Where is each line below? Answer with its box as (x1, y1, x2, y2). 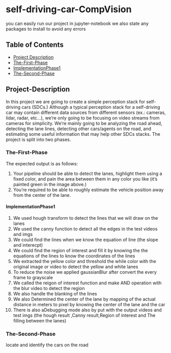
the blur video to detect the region (13, 285, 85, 291)
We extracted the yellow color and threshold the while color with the (13, 258, 157, 264)
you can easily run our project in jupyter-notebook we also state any (6, 20, 149, 26)
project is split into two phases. (6, 136, 71, 142)
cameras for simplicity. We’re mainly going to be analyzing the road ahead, (6, 120, 162, 126)
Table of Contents (6, 41, 64, 49)
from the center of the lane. (13, 192, 71, 198)
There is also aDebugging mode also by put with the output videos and (13, 307, 162, 313)
